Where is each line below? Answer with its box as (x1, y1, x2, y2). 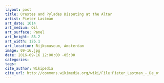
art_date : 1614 (5, 21, 36, 26)
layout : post (5, 7, 32, 12)
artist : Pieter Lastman (5, 16, 54, 21)
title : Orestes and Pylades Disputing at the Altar (5, 12, 112, 17)
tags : (5, 62, 16, 66)
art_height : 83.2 (5, 35, 41, 40)
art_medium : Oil (5, 25, 38, 30)
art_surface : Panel (5, 30, 45, 35)
